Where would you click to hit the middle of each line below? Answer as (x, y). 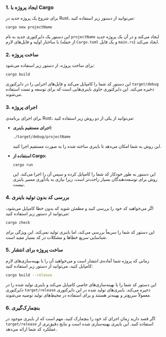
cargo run (23, 165)
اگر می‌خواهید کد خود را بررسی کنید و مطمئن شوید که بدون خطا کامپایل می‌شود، (80, 208)
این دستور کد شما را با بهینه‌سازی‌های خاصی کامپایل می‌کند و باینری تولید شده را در (81, 284)
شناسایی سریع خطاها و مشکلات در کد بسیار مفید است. (57, 237)
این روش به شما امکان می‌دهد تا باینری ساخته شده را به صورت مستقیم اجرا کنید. (87, 146)
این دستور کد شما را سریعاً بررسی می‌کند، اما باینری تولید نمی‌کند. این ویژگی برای (80, 232)
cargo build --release (29, 275)
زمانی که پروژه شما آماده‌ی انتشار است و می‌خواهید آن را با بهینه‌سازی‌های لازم (78, 260)
